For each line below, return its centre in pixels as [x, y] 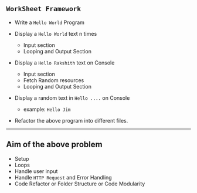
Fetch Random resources [54, 80]
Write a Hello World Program [50, 22]
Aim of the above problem [54, 145]
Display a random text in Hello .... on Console [72, 98]
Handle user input [36, 171]
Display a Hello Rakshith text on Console [64, 62]
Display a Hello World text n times [56, 33]
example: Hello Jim [47, 109]
